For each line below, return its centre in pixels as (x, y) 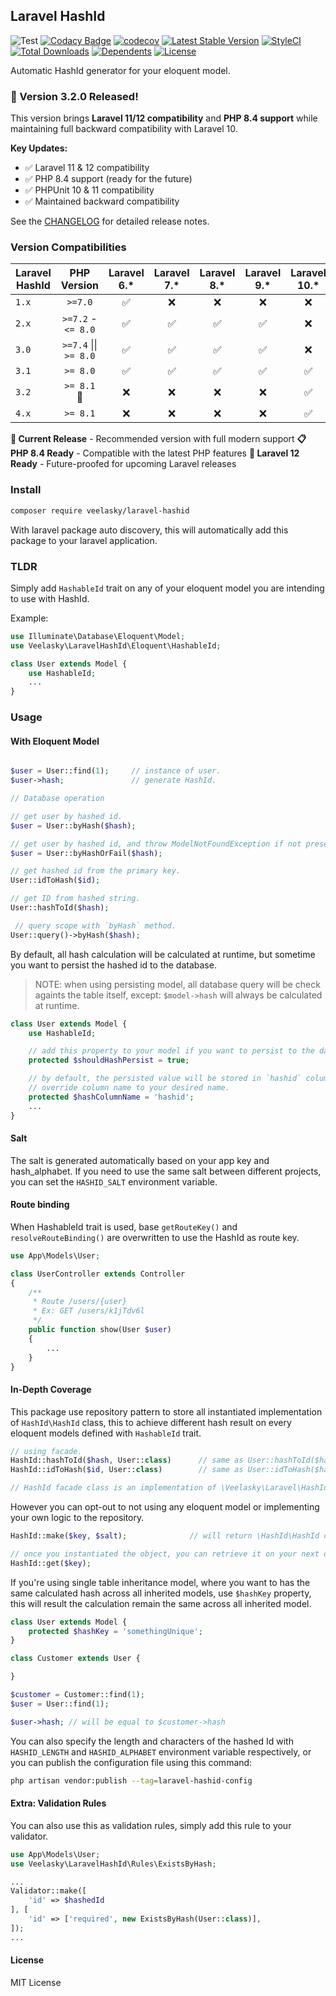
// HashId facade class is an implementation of (113, 1488)
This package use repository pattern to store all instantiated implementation (166, 1411)
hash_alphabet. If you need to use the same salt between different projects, (166, 1171)
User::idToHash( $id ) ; (55, 880)
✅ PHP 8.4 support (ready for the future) (108, 179)
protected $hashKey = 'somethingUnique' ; (115, 1631)
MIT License (36, 1982)
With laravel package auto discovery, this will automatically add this (149, 530)
